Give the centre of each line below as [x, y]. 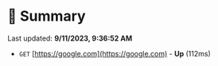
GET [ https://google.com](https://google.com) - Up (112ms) [115, 53]
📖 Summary [47, 16]
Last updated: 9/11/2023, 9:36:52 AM [70, 38]
